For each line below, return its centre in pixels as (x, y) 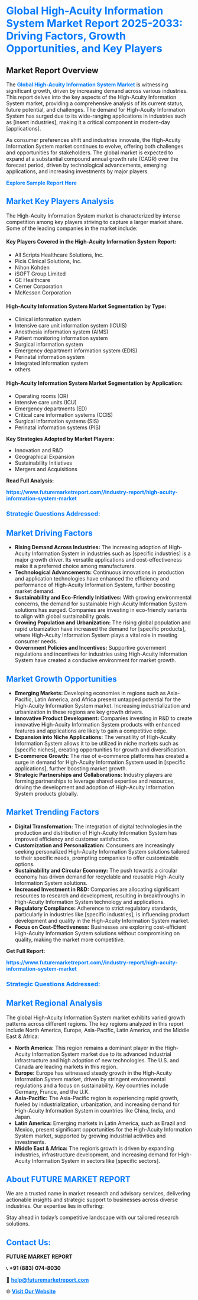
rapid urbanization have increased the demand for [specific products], (100, 629)
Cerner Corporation (39, 286)
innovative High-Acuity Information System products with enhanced (97, 724)
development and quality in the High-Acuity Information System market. (102, 920)
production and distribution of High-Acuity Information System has (96, 832)
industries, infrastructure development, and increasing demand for (96, 1155)
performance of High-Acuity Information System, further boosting (95, 585)
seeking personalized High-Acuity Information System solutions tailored (102, 851)
